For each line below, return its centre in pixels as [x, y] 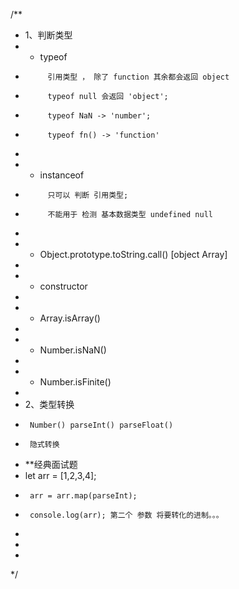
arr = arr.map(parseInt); [83, 496]
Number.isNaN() [73, 350]
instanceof [62, 175]
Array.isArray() [70, 318]
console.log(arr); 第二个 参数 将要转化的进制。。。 [126, 515]
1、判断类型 [48, 35]
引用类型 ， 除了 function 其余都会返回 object [138, 77]
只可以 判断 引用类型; [88, 195]
